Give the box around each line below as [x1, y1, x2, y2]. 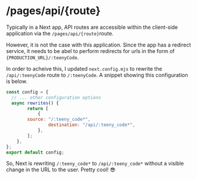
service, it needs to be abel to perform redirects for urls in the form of [6, 47, 175, 54]
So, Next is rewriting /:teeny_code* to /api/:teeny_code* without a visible [6, 160, 184, 167]
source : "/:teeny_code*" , [27, 117, 91, 122]
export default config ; [6, 149, 65, 155]
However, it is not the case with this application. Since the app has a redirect [6, 41, 191, 48]
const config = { [6, 89, 49, 95]
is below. [6, 78, 28, 85]
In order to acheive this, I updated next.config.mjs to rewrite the [6, 65, 163, 72]
